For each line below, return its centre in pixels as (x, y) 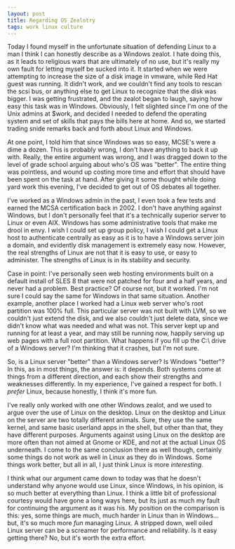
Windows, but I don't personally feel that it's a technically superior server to (117, 215)
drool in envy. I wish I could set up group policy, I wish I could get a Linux (113, 230)
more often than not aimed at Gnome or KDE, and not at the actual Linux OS (116, 442)
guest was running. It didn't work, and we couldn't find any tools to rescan (115, 84)
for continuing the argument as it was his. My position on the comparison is (116, 508)
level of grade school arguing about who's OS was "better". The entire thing (117, 165)
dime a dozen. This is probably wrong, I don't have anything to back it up (113, 150)
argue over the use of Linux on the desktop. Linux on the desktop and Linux (116, 413)
